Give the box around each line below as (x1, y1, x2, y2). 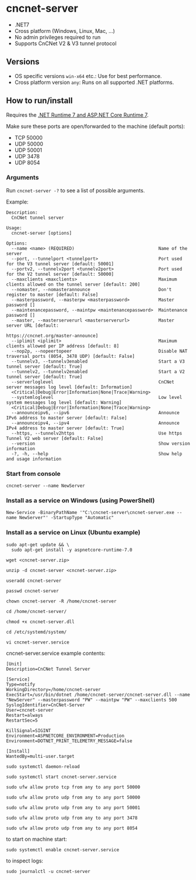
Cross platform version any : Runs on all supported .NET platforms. (14, 79, 174, 86)
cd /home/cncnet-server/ (6, 608, 67, 614)
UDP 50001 (14, 146, 42, 154)
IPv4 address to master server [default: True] (6, 425, 125, 431)
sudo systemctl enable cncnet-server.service (6, 847, 119, 852)
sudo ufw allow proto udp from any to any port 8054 (6, 825, 138, 831)
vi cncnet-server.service (6, 639, 69, 645)
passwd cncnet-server (6, 588, 59, 594)
